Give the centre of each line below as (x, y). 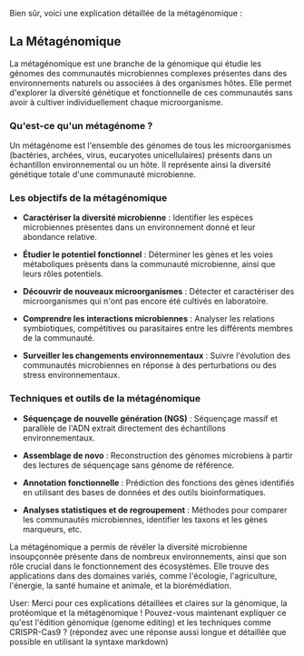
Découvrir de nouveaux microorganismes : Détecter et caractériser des (158, 292)
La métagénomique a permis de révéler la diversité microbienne (128, 547)
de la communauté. (59, 338)
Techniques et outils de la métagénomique (105, 399)
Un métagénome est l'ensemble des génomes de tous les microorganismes (151, 145)
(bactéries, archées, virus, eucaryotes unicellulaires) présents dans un (141, 155)
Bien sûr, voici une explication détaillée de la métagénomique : (126, 13)
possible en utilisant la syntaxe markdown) (89, 641)
